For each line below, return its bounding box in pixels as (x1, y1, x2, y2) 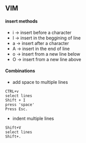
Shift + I (5, 98, 26, 103)
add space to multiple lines (12, 79, 68, 85)
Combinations (5, 68, 35, 74)
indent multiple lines (12, 115, 54, 121)
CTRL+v (5, 88, 19, 94)
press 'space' (5, 102, 35, 107)
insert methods (5, 18, 38, 24)
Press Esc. (5, 106, 28, 112)
